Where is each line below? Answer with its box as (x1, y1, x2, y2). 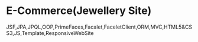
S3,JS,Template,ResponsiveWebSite (6, 29, 94, 36)
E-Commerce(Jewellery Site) (6, 4, 152, 17)
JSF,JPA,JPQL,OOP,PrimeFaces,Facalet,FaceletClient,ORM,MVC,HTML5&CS (6, 23, 193, 30)
